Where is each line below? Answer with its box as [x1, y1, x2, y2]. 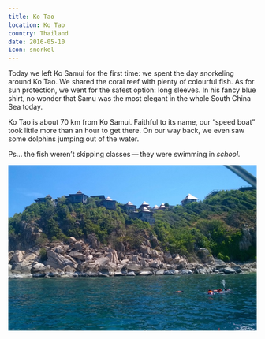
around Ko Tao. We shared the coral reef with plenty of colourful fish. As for [8, 77, 255, 87]
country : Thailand [8, 29, 69, 37]
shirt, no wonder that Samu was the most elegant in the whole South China [8, 94, 251, 103]
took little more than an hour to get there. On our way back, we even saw [8, 126, 245, 136]
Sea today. [8, 102, 43, 112]
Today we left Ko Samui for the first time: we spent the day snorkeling [8, 69, 234, 78]
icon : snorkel [8, 46, 55, 54]
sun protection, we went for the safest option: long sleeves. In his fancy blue [8, 85, 256, 95]
